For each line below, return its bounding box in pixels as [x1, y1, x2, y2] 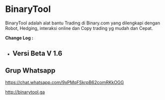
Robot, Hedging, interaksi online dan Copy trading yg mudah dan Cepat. [5, 25, 153, 31]
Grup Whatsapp [5, 66, 56, 75]
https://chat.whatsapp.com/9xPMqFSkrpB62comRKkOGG [5, 80, 124, 86]
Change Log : [5, 35, 33, 41]
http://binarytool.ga [5, 89, 45, 95]
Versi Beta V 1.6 [12, 49, 62, 58]
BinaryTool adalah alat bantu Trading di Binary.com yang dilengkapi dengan [5, 20, 161, 26]
